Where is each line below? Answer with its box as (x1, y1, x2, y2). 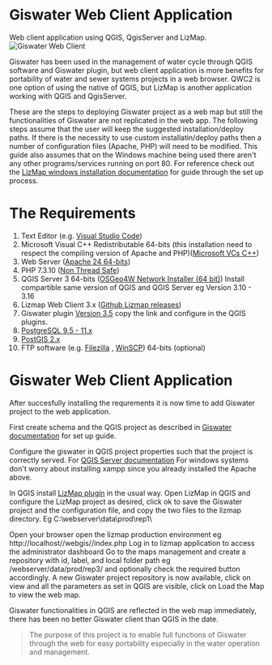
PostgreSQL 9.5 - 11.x (20, 326, 93, 335)
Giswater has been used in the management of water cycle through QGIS (9, 57, 253, 66)
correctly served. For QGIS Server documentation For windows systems (9, 455, 249, 465)
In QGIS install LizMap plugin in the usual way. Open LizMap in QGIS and (9, 488, 251, 497)
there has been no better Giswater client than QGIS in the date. (9, 614, 219, 624)
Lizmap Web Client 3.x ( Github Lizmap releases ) (20, 300, 182, 309)
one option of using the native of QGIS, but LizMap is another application (9, 83, 253, 92)
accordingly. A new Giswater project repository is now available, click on (9, 573, 252, 582)
